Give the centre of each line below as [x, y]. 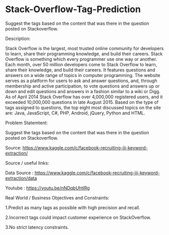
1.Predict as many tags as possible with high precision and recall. [73, 207]
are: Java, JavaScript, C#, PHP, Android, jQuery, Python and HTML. [75, 113]
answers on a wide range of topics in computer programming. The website [83, 75]
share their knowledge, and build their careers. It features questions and [80, 70]
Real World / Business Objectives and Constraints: [57, 198]
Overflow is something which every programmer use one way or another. [81, 59]
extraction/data [21, 178]
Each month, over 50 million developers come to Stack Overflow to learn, [81, 64]
